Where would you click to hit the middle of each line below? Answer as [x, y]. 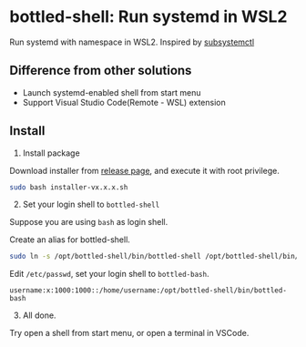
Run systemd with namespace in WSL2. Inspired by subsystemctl [132, 42]
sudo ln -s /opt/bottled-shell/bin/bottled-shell [106, 257]
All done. [39, 315]
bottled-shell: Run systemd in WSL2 [149, 17]
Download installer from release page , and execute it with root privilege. [144, 170]
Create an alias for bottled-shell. [70, 240]
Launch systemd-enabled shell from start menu [112, 92]
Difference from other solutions [101, 71]
